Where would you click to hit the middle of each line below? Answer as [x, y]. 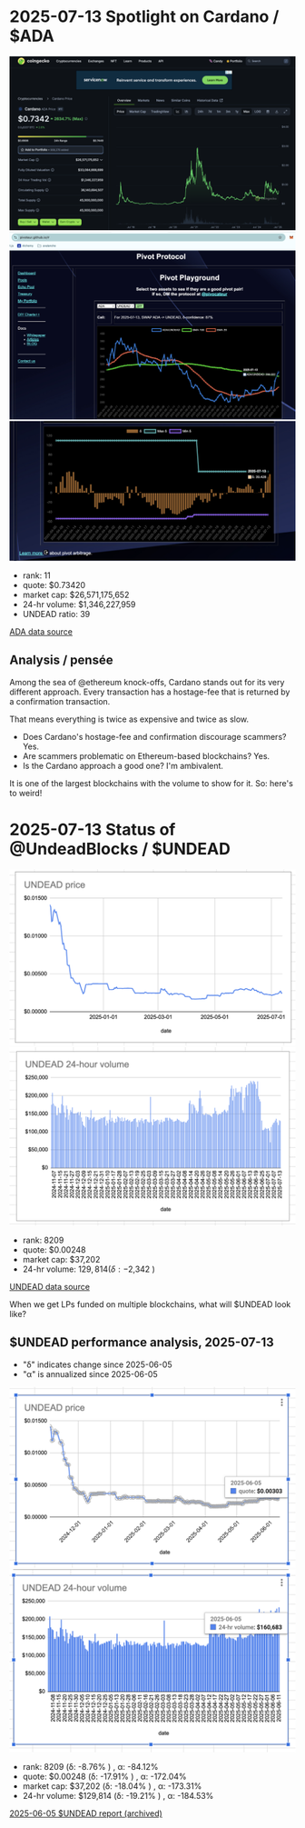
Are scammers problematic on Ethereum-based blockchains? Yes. [146, 755]
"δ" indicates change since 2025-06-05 [97, 1364]
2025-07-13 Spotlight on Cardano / [144, 17]
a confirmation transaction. [60, 701]
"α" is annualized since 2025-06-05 [90, 1373]
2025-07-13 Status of [93, 829]
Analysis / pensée [61, 660]
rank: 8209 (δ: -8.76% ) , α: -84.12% [90, 1767]
